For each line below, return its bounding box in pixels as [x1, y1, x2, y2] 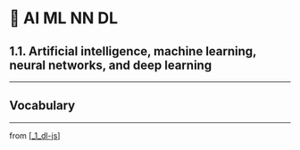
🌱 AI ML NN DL [9, 8, 119, 29]
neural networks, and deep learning [9, 57, 212, 72]
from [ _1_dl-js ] [9, 129, 61, 141]
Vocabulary [9, 98, 76, 113]
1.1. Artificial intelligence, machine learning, [9, 44, 257, 59]
